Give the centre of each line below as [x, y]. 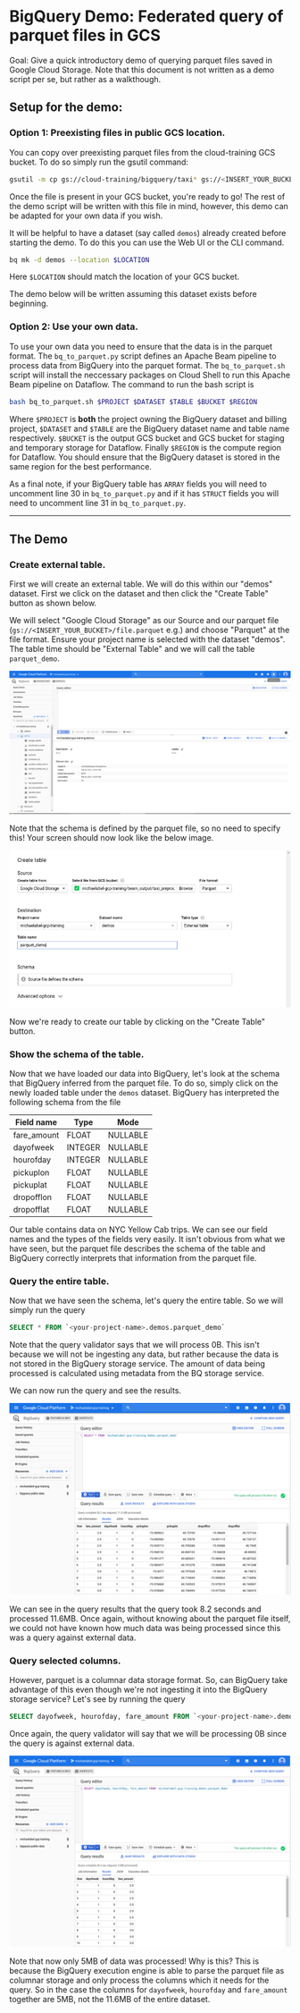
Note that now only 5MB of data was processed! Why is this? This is [134, 1961]
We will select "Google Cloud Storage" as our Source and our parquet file [144, 621]
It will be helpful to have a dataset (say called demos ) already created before [148, 233]
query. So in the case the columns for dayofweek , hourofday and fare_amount [149, 1990]
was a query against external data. [73, 1637]
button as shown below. [53, 603]
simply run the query [47, 1310]
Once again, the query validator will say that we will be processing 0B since [148, 1733]
